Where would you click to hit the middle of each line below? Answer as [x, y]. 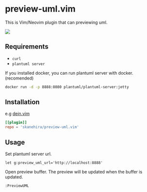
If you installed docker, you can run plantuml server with [61, 73]
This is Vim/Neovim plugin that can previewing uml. [56, 22]
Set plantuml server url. [28, 154]
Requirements [27, 47]
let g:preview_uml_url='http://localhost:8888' [54, 163]
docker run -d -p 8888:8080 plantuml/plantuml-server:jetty [67, 87]
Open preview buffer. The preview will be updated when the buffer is [74, 172]
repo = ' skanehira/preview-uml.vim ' [42, 127]
